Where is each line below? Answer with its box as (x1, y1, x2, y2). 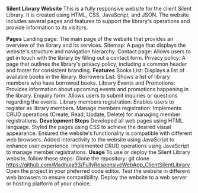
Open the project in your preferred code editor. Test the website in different (6, 168, 190, 174)
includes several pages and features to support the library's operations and (6, 18, 190, 24)
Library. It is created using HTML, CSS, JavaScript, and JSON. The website (6, 11, 190, 18)
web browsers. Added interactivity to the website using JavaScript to (6, 136, 175, 143)
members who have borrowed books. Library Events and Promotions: (6, 79, 175, 86)
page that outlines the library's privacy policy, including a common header (6, 60, 187, 67)
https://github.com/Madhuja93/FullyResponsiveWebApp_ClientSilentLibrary (6, 161, 190, 168)
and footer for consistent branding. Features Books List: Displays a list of (6, 67, 185, 73)
